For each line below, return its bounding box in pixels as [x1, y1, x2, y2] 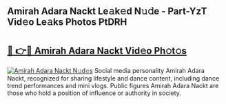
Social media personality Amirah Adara [94, 67, 205, 74]
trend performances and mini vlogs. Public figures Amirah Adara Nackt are [7, 82, 219, 90]
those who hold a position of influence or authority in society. [7, 89, 181, 97]
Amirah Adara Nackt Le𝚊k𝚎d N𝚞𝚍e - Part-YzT [7, 6, 207, 17]
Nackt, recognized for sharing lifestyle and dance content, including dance [7, 74, 220, 82]
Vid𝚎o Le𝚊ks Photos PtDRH [7, 17, 127, 28]
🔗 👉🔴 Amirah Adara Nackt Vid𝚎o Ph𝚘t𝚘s [7, 45, 187, 56]
